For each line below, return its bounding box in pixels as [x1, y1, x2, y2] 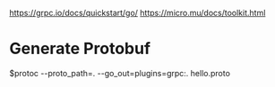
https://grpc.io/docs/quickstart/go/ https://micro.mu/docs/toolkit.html [9, 8, 266, 18]
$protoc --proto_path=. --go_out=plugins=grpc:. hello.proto [9, 67, 231, 78]
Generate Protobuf [9, 39, 150, 59]
